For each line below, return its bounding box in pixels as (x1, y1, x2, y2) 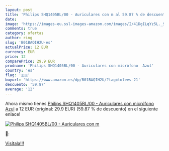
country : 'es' (5, 68, 35, 73)
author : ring (5, 36, 33, 41)
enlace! (5, 111, 21, 117)
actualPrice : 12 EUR (5, 45, 49, 50)
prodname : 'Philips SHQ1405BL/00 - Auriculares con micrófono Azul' (5, 63, 154, 68)
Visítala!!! (5, 140, 24, 146)
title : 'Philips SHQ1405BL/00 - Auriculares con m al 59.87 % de (5, 12, 145, 17)
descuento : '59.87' (5, 82, 46, 87)
